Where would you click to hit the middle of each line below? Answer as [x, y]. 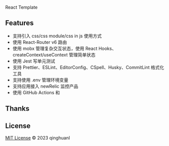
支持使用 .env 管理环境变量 [40, 80]
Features [19, 23]
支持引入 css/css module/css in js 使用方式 [57, 36]
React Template [21, 7]
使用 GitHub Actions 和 [36, 92]
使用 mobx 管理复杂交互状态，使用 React [55, 48]
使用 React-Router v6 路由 [40, 42]
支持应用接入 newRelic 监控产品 [45, 86]
